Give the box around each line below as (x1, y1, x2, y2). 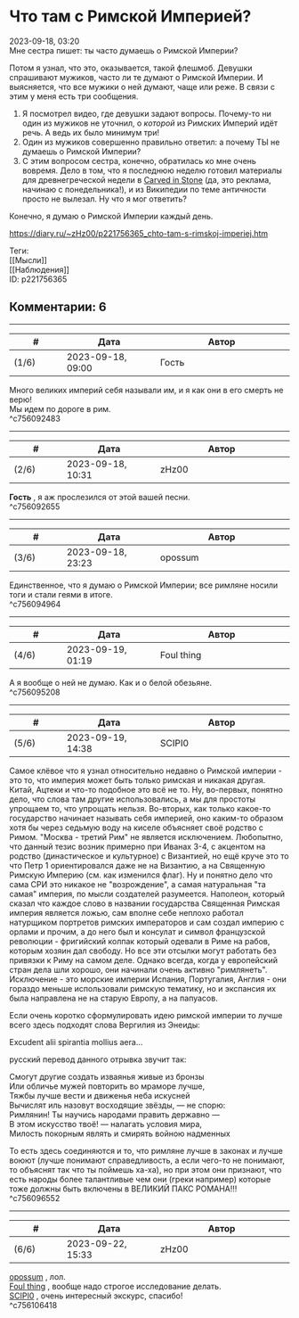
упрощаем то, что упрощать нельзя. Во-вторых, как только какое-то (9, 803, 271, 813)
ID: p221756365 (9, 274, 68, 284)
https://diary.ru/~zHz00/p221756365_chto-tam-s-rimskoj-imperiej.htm (9, 227, 269, 238)
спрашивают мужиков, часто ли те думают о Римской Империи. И (9, 71, 264, 82)
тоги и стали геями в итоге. (9, 589, 113, 599)
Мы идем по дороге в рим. (9, 403, 111, 414)
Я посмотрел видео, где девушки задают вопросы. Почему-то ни (21, 108, 271, 119)
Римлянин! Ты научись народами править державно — (9, 1108, 221, 1120)
